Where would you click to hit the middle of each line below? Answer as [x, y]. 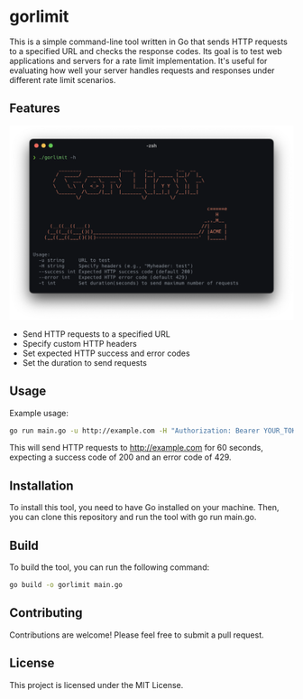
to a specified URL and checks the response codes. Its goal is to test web [146, 51]
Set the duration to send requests [84, 362]
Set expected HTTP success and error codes [106, 353]
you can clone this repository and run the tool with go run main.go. [133, 517]
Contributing [46, 613]
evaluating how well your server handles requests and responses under [142, 70]
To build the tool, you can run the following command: [110, 567]
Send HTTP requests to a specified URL [96, 334]
